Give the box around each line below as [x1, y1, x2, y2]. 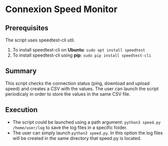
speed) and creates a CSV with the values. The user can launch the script [5, 85, 159, 91]
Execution [5, 106, 38, 114]
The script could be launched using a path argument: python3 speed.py [12, 119, 161, 125]
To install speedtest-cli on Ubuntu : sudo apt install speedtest [12, 47, 145, 53]
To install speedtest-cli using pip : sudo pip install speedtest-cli [12, 52, 151, 58]
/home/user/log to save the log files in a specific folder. [12, 124, 128, 130]
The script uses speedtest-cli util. [5, 37, 75, 43]
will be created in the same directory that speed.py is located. [12, 135, 142, 141]
